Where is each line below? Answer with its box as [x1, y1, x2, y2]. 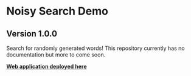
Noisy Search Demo [6, 4, 108, 18]
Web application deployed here [6, 63, 87, 70]
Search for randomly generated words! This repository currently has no [6, 44, 185, 52]
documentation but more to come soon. [6, 51, 106, 58]
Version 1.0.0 [6, 29, 58, 39]
